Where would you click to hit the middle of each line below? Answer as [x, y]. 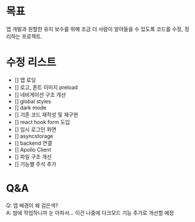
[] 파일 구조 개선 [33, 156]
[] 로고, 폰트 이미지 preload [46, 87]
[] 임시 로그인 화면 [35, 129]
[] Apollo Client [33, 149]
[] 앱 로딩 [25, 80]
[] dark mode [30, 107]
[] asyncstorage [34, 136]
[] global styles [33, 101]
